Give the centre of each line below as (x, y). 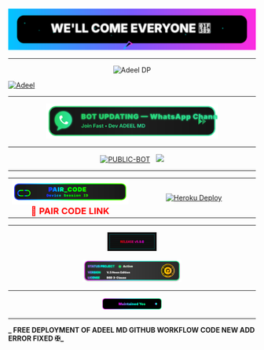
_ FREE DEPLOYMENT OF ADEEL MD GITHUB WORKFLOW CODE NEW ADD (132, 330)
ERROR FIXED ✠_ (36, 338)
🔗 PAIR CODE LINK (70, 211)
